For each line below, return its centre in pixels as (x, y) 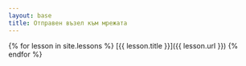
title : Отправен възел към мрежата (68, 23)
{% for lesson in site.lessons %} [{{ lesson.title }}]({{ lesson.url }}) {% (123, 45)
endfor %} (25, 54)
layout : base (30, 16)
